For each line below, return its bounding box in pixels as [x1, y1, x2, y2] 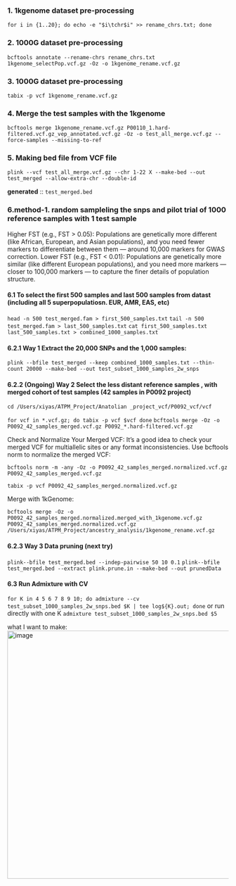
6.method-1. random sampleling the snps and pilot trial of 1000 [7, 205, 226, 215]
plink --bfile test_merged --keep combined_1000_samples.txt [7, 360, 190, 367]
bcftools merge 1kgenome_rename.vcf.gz [7, 125, 124, 132]
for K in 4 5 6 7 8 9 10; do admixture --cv [7, 595, 140, 602]
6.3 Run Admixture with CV [7, 580, 88, 588]
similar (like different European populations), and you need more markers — [7, 260, 227, 268]
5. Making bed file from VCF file [7, 153, 117, 163]
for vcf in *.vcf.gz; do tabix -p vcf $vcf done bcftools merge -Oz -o [7, 417, 220, 424]
